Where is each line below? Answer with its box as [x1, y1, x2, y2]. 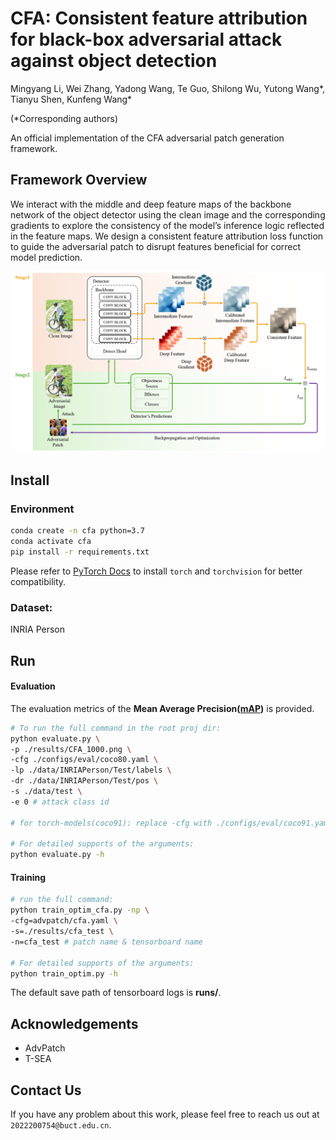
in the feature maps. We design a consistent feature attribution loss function [10, 230, 324, 242]
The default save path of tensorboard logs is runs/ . [10, 987, 222, 999]
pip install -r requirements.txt [10, 547, 150, 557]
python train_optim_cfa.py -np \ [10, 905, 150, 916]
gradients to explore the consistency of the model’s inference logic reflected [10, 219, 325, 231]
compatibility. [10, 575, 67, 587]
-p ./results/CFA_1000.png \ [10, 744, 132, 754]
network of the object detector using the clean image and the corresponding [10, 208, 326, 221]
